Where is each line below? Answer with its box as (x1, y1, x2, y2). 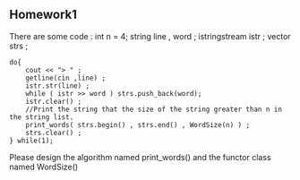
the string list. (9, 112, 74, 122)
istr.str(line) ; (25, 81, 90, 90)
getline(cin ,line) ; (25, 73, 106, 82)
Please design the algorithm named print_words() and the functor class (9, 151, 271, 162)
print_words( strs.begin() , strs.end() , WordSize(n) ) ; (25, 120, 251, 129)
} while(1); (9, 136, 54, 145)
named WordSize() (9, 161, 79, 172)
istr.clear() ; (25, 97, 82, 106)
